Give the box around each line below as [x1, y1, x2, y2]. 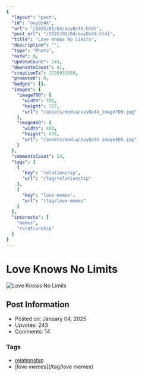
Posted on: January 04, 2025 [14, 315, 87, 323]
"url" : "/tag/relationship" [21, 176, 92, 182]
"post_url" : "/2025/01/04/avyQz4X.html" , [11, 31, 116, 37]
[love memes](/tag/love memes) [14, 363, 94, 370]
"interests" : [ [11, 215, 49, 221]
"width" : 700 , [21, 97, 58, 103]
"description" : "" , [11, 42, 60, 48]
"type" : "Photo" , [11, 48, 55, 54]
